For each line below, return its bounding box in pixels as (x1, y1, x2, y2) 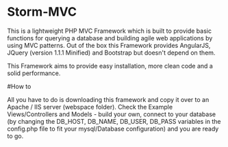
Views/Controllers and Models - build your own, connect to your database (7, 110, 216, 118)
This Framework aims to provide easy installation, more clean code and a (7, 62, 214, 70)
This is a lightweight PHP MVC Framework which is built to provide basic (7, 27, 212, 35)
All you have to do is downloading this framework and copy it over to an (7, 95, 210, 103)
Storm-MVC (7, 4, 77, 20)
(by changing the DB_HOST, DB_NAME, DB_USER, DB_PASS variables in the (7, 117, 221, 125)
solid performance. (7, 69, 61, 77)
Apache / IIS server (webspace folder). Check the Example (7, 103, 173, 111)
